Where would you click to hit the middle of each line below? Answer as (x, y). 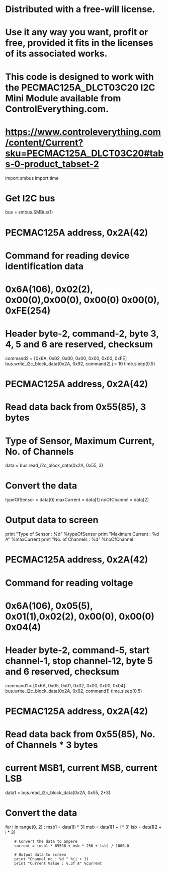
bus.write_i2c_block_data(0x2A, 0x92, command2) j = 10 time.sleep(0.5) (80, 364)
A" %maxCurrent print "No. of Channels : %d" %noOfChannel (69, 539)
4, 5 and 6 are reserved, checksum (79, 345)
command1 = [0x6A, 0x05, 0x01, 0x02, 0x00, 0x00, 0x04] (65, 685)
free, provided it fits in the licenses (79, 43)
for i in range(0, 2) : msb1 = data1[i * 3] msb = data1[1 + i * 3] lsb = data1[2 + (83, 827)
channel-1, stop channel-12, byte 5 (79, 661)
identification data (45, 266)
